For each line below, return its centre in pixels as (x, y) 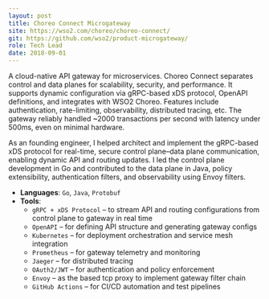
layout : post (30, 16)
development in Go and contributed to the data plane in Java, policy (120, 168)
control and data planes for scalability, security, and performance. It (120, 84)
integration (50, 244)
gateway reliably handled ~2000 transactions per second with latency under (134, 119)
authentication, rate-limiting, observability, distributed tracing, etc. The (125, 110)
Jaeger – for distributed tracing (83, 261)
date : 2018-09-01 (37, 53)
